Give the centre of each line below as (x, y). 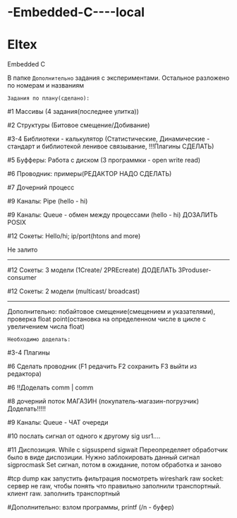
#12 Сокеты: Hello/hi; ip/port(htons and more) (74, 236)
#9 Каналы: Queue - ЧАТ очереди (58, 423)
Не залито (23, 250)
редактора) (25, 374)
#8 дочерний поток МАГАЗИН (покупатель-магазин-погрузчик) (103, 401)
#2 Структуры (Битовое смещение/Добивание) (79, 125)
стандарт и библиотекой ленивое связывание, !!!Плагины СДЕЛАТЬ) (111, 146)
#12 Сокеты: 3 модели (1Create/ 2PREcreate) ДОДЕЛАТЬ (92, 270)
